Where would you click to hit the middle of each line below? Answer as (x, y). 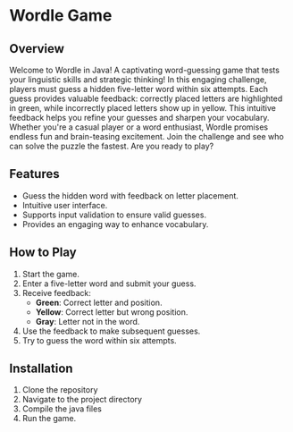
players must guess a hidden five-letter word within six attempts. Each (138, 89)
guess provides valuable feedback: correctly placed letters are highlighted (146, 98)
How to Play (43, 253)
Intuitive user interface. (65, 205)
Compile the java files (62, 409)
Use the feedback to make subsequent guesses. (111, 331)
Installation (41, 369)
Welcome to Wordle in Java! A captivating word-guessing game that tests (144, 70)
